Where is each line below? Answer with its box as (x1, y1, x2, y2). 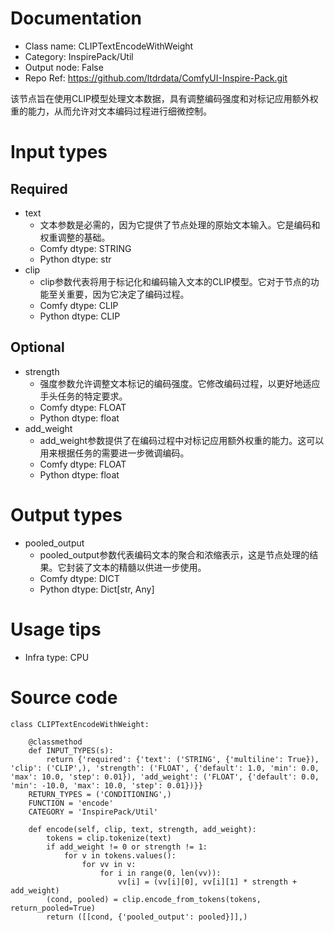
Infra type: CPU (24, 651, 90, 663)
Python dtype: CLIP (39, 310, 121, 322)
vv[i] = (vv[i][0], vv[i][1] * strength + (117, 877, 298, 887)
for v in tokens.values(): (63, 850, 177, 861)
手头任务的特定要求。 (39, 390, 128, 402)
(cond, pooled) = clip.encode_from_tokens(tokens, (46, 894, 262, 904)
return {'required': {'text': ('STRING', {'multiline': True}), (46, 754, 320, 764)
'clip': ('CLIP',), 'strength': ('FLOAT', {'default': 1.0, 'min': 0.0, (10, 763, 320, 773)
